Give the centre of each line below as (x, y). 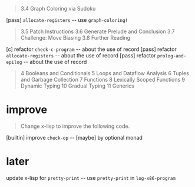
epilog (14, 62)
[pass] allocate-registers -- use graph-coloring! (67, 20)
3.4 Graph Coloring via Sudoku (58, 9)
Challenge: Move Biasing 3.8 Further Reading (75, 38)
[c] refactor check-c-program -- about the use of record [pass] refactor (91, 49)
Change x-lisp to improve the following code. (75, 126)
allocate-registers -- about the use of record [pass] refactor (81, 55)
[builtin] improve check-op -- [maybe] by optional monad (75, 137)
